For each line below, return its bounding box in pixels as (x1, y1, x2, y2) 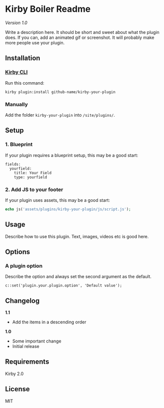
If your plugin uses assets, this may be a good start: (5, 197, 110, 203)
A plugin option (5, 262, 43, 269)
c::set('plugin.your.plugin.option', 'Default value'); (5, 283, 122, 288)
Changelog (5, 296, 40, 305)
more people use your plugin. (5, 39, 65, 45)
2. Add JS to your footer (5, 186, 64, 193)
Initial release (12, 344, 39, 349)
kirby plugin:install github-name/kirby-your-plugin (5, 90, 116, 94)
